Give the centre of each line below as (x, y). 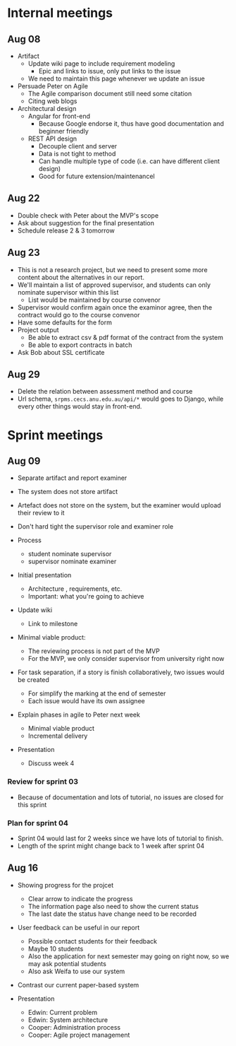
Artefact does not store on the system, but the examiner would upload (119, 505)
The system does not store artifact (68, 492)
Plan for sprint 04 (38, 823)
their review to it (41, 513)
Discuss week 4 (51, 763)
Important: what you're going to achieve (86, 597)
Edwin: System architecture (68, 1020)
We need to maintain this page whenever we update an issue (117, 78)
